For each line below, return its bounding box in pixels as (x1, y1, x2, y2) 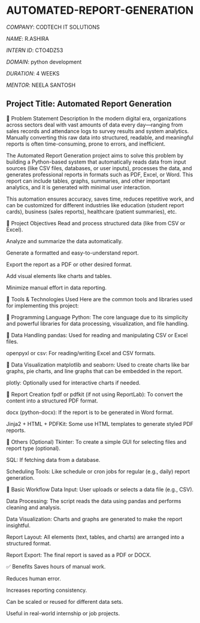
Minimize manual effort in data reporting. (6, 284, 107, 291)
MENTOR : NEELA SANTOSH (6, 81, 76, 89)
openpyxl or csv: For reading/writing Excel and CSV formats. (6, 349, 156, 356)
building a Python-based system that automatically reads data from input (6, 158, 187, 165)
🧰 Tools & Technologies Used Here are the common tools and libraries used (6, 295, 193, 303)
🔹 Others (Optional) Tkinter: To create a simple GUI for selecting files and (6, 438, 187, 445)
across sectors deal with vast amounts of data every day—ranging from (6, 121, 183, 128)
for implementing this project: (6, 302, 79, 309)
